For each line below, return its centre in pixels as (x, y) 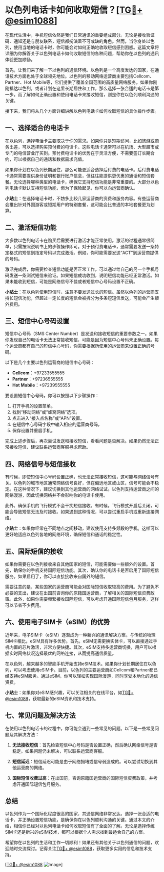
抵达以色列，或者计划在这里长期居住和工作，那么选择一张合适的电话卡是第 (84, 88)
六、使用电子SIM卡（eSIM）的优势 (57, 622)
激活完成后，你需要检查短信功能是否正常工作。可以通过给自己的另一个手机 (80, 269)
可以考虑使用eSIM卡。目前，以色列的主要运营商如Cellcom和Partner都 (83, 669)
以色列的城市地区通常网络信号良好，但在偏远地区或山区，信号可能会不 (84, 483)
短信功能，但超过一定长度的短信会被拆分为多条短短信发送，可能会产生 (84, 298)
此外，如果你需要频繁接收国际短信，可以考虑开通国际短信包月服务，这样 (86, 599)
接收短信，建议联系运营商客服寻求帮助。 (50, 447)
